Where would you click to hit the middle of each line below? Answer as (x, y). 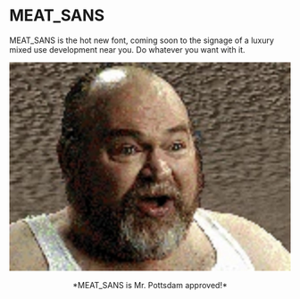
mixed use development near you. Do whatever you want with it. (127, 49)
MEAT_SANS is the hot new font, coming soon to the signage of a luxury (142, 40)
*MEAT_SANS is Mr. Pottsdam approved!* (150, 286)
